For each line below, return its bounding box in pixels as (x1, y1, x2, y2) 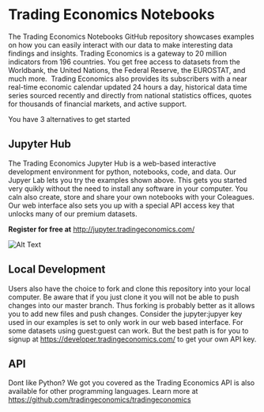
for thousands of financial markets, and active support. (8, 99, 187, 109)
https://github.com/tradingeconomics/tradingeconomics (8, 395, 191, 405)
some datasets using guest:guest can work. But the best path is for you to (8, 326, 249, 335)
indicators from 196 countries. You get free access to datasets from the (8, 57, 241, 67)
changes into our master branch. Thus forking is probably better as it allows (8, 300, 255, 310)
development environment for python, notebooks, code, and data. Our (8, 166, 237, 176)
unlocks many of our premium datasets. (8, 208, 138, 219)
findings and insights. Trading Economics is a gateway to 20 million (8, 48, 228, 58)
